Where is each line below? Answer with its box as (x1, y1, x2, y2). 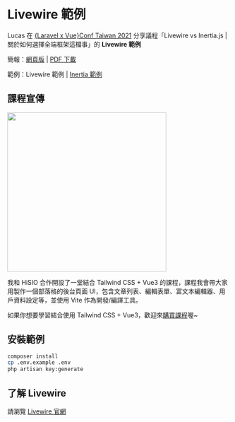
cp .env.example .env (7, 359, 71, 366)
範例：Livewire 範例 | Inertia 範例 (7, 70, 102, 78)
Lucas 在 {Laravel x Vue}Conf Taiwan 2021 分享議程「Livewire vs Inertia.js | (7, 31, 228, 40)
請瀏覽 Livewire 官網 (7, 407, 66, 416)
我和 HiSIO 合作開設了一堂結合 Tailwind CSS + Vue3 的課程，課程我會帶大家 (7, 278, 228, 286)
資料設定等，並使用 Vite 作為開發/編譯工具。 (13, 295, 143, 304)
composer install (7, 353, 59, 360)
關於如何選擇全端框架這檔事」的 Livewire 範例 (7, 40, 141, 48)
